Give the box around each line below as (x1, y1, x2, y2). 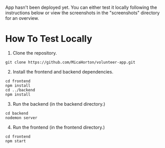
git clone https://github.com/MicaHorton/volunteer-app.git (5, 60, 136, 65)
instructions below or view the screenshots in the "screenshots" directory (5, 10, 160, 16)
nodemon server (5, 115, 38, 120)
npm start (5, 138, 26, 143)
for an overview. (5, 15, 39, 21)
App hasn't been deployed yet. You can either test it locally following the (5, 5, 157, 10)
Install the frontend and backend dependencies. (12, 68, 114, 75)
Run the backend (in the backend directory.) (12, 101, 105, 107)
